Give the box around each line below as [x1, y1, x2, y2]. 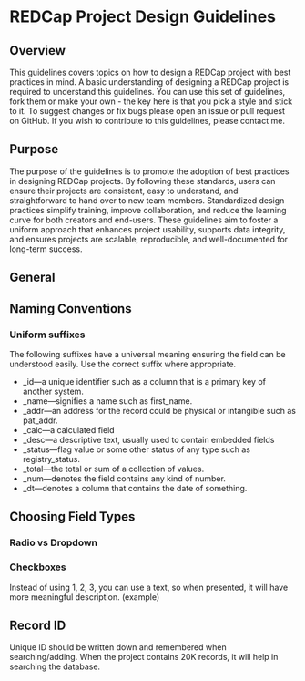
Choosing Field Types [9, 509, 136, 525]
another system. [22, 386, 85, 397]
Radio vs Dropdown [9, 536, 98, 549]
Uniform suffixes [9, 328, 86, 341]
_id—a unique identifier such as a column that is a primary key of [22, 376, 267, 387]
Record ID [9, 617, 66, 633]
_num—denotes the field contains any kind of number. [22, 472, 226, 484]
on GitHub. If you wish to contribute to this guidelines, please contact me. [9, 116, 285, 126]
